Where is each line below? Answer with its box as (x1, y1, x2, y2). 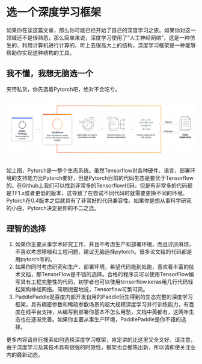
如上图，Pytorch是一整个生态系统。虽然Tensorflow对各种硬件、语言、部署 (6, 167, 191, 174)
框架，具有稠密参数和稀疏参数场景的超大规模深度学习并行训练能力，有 (14, 301, 189, 308)
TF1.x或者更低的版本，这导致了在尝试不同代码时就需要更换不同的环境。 (11, 189, 188, 196)
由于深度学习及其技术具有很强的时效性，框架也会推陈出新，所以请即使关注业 (6, 344, 196, 351)
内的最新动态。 (6, 351, 43, 359)
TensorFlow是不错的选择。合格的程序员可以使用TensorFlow (41, 271, 189, 278)
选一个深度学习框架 (6, 5, 102, 19)
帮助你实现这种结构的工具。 (6, 49, 75, 56)
